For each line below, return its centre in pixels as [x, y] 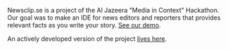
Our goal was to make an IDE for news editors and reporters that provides [114, 18]
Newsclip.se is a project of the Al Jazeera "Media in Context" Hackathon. [113, 10]
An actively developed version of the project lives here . [87, 39]
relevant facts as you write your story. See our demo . [84, 25]
